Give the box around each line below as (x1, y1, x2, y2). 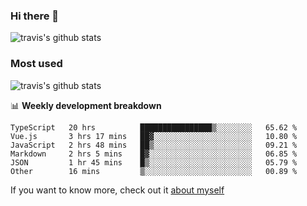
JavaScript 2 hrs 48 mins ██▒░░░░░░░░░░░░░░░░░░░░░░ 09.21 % (10, 140, 298, 150)
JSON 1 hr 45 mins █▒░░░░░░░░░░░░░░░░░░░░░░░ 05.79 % (10, 157, 298, 168)
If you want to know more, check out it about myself (10, 184, 225, 196)
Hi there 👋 (10, 9, 60, 23)
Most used (10, 57, 63, 71)
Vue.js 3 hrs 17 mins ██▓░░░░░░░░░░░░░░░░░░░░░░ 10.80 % (10, 131, 298, 141)
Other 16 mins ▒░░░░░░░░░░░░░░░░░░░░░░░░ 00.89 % (10, 166, 298, 176)
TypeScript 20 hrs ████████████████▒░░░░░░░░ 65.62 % (10, 122, 298, 133)
